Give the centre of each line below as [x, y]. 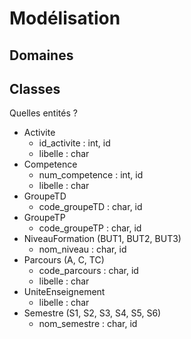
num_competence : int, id [91, 175]
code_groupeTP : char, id [90, 228]
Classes [35, 88]
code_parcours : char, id [88, 271]
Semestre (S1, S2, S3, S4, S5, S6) [92, 313]
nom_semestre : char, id [88, 324]
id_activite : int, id [74, 143]
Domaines [41, 55]
